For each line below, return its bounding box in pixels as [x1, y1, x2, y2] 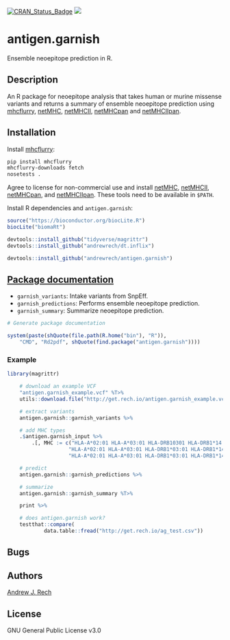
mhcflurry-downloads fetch [7, 165, 84, 172]
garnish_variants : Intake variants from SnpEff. [16, 292, 149, 300]
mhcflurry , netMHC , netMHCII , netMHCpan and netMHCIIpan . [7, 106, 181, 115]
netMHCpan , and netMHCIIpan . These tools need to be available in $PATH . [7, 191, 214, 199]
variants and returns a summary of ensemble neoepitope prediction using [7, 100, 214, 108]
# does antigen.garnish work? [19, 515, 106, 522]
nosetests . [7, 171, 41, 178]
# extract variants [19, 408, 75, 415]
